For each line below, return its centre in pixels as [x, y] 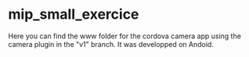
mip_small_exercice [74, 14]
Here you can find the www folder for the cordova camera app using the [125, 36]
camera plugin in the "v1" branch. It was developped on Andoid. [111, 44]
